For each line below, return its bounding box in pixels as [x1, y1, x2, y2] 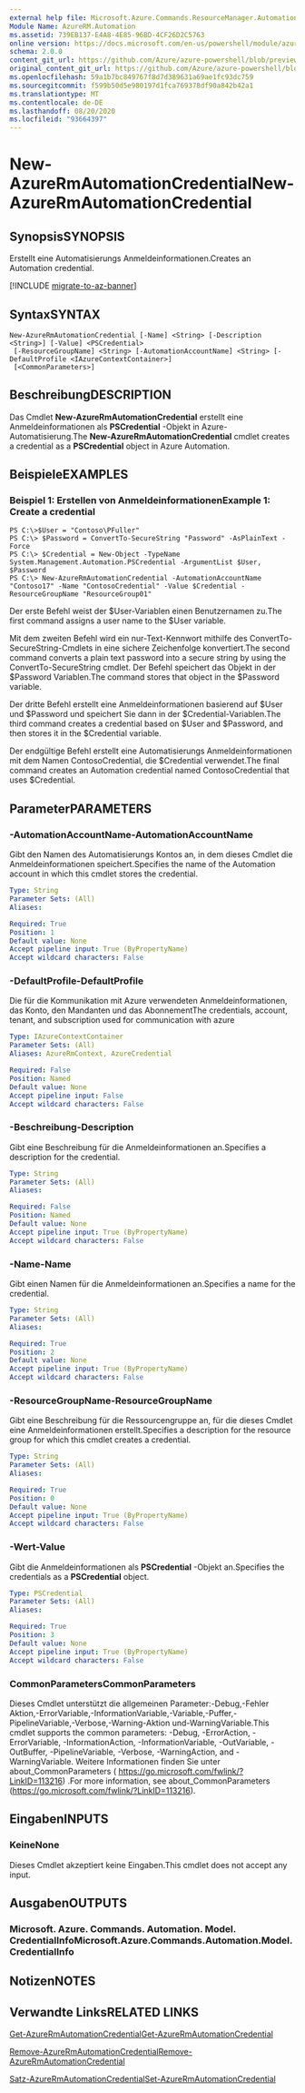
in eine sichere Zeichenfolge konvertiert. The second [94, 642, 290, 653]
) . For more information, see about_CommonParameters [62, 1775, 271, 1786]
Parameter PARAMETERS [9, 801, 152, 816]
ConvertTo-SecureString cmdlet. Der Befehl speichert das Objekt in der [9, 662, 277, 673]
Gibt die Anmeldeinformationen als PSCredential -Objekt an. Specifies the [9, 1562, 285, 1572]
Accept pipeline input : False [9, 1091, 124, 1100]
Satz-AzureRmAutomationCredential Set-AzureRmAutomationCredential [9, 2074, 277, 2085]
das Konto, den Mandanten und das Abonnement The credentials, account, [9, 1005, 288, 1016]
